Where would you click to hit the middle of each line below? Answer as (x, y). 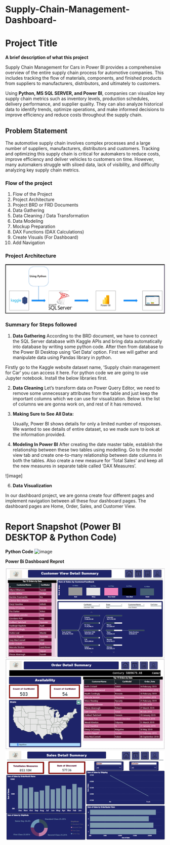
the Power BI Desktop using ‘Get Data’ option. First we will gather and (85, 352)
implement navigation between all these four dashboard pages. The (76, 500)
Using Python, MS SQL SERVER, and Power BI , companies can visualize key (85, 93)
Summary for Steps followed (41, 325)
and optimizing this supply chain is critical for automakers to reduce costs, (83, 154)
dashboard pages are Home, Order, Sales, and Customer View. (71, 506)
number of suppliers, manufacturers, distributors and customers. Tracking (82, 148)
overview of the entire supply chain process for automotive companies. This (84, 73)
